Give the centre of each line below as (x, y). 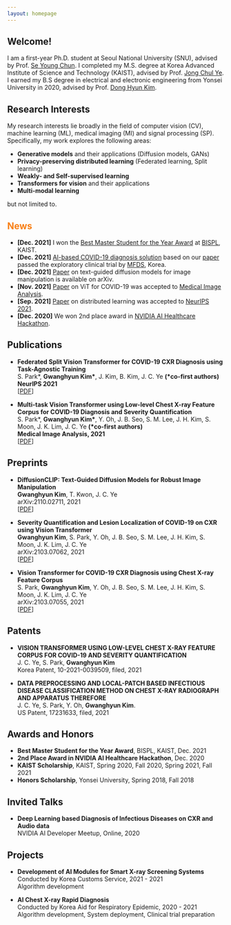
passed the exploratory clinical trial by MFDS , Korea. (92, 265)
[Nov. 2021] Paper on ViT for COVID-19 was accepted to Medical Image (119, 287)
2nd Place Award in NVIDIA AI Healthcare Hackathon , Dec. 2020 (111, 758)
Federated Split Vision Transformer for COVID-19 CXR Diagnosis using (120, 362)
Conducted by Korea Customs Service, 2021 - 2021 (90, 879)
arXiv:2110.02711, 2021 (49, 501)
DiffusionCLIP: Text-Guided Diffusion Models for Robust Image (109, 479)
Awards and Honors (51, 734)
